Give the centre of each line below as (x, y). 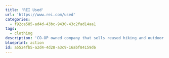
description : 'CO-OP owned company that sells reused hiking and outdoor (85, 38)
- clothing (21, 33)
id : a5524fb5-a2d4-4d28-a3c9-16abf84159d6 (51, 47)
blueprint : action (25, 43)
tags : (11, 29)
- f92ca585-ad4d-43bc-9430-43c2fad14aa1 (53, 24)
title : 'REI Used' (25, 10)
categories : (18, 19)
